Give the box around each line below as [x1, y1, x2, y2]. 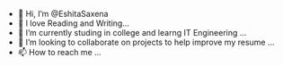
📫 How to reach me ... [17, 47, 102, 57]
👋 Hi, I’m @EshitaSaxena [17, 9, 109, 19]
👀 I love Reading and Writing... [17, 18, 130, 29]
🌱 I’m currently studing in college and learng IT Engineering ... [17, 28, 247, 37]
